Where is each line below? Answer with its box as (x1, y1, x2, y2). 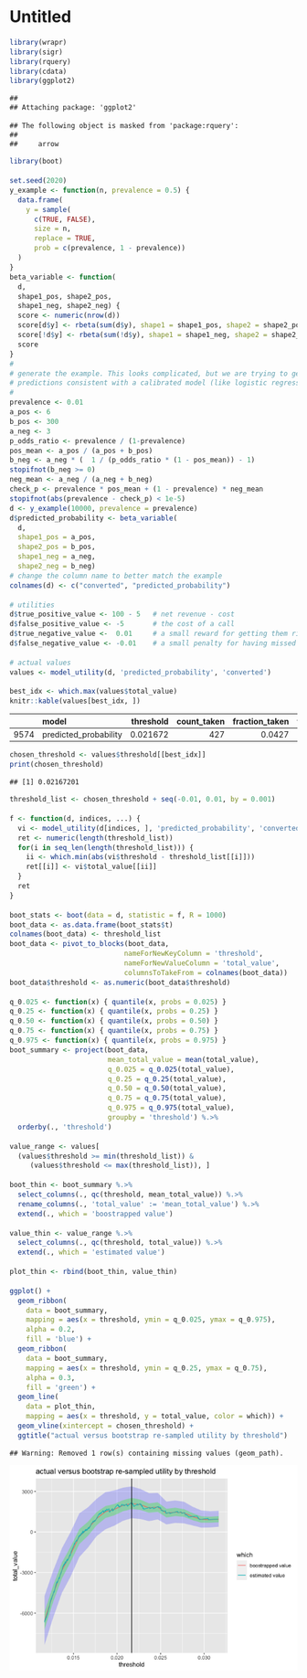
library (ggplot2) (9, 76, 76, 86)
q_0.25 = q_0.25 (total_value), (107, 1074, 227, 1084)
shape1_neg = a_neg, (17, 552, 96, 561)
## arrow (9, 140, 59, 149)
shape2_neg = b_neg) (17, 562, 96, 571)
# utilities (9, 600, 55, 610)
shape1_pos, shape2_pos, (17, 292, 112, 301)
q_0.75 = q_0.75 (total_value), (107, 1094, 227, 1103)
